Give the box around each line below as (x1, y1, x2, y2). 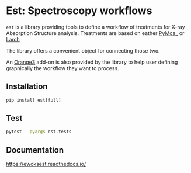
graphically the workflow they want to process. (6, 64, 119, 71)
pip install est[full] (6, 97, 61, 103)
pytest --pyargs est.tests (6, 129, 72, 135)
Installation (6, 82, 48, 92)
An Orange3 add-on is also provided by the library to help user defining (6, 58, 178, 65)
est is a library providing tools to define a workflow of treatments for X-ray (6, 23, 185, 30)
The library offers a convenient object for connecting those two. (6, 47, 160, 54)
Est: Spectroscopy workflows (6, 4, 152, 18)
